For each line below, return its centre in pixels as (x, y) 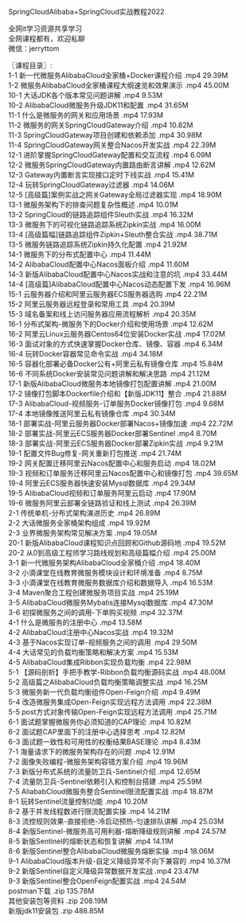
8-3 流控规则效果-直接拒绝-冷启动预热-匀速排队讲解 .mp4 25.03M (116, 821)
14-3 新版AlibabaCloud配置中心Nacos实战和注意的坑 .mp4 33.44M (118, 274)
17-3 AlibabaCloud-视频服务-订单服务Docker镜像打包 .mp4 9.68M (116, 403)
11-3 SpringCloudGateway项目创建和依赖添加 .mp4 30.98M (105, 135)
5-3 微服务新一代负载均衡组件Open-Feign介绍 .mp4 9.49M (104, 692)
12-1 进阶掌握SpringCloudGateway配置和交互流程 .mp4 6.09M (110, 155)
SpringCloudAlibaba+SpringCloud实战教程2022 (86, 12)
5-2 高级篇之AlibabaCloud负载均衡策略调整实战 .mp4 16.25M (108, 682)
